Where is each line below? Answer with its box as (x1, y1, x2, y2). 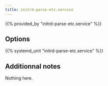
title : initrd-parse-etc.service (5, 7, 74, 12)
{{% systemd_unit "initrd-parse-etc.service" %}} (5, 48, 104, 54)
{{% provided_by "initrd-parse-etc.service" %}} (5, 21, 102, 27)
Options (5, 35, 30, 43)
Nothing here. (5, 75, 33, 81)
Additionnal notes (5, 62, 61, 70)
